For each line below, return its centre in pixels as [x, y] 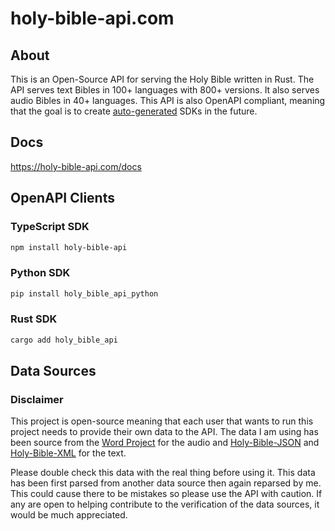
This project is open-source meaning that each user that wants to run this [162, 421]
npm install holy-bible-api [69, 247]
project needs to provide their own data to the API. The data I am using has [164, 432]
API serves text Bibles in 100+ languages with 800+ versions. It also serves [165, 90]
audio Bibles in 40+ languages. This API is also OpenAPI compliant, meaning [168, 100]
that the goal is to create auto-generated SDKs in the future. [134, 111]
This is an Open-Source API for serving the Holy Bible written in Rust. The [162, 79]
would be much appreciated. [69, 515]
